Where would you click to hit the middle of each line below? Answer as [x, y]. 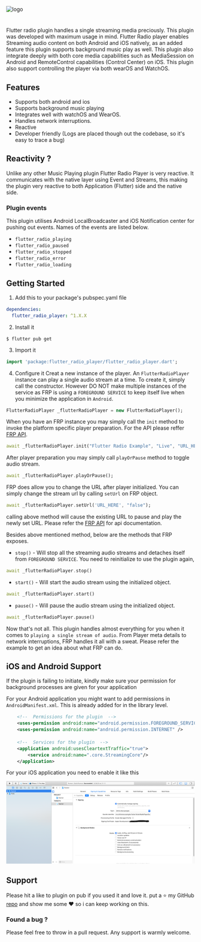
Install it [25, 327]
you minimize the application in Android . [64, 398]
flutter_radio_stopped [43, 252]
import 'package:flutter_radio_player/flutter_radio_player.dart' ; [92, 362]
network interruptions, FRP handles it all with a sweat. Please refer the [93, 641]
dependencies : [24, 309]
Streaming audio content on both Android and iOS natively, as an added [95, 43]
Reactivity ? [29, 159]
